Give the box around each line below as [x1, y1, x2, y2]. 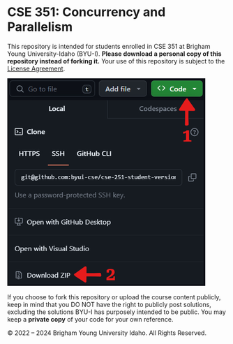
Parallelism [7, 19, 73, 35]
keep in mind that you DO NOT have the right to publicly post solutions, [7, 300, 211, 308]
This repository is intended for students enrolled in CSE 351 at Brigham [7, 42, 211, 50]
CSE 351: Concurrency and [7, 4, 166, 20]
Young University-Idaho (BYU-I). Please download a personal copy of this [7, 50, 222, 58]
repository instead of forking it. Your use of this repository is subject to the [7, 57, 225, 65]
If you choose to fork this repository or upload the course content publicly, [7, 292, 221, 301]
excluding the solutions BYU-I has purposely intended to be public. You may [7, 308, 227, 316]
